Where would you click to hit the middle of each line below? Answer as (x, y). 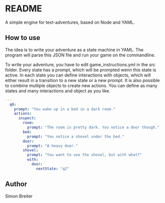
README (24, 9)
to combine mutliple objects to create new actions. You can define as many (81, 85)
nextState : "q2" (53, 168)
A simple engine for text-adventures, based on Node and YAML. (70, 22)
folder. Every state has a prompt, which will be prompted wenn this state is (81, 70)
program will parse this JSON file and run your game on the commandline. (80, 55)
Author (16, 184)
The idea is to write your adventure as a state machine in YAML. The (74, 49)
